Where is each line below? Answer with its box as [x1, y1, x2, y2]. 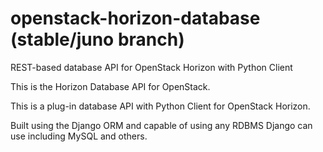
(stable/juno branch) [10, 28, 185, 51]
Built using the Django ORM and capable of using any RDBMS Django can [10, 119, 313, 131]
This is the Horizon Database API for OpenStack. [10, 80, 211, 92]
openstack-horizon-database [10, 7, 261, 30]
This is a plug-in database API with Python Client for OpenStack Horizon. [10, 100, 311, 112]
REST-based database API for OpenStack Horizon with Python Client [10, 61, 293, 73]
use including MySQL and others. [10, 130, 148, 142]
